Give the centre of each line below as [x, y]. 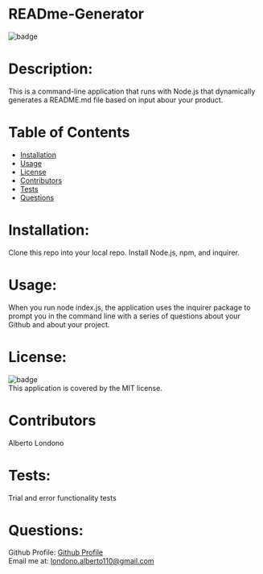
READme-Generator [76, 14]
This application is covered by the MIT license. [85, 388]
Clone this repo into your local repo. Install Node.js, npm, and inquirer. [124, 252]
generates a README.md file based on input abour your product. [116, 100]
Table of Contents [69, 133]
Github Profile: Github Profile [55, 552]
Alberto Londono [36, 443]
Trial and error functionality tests [62, 497]
